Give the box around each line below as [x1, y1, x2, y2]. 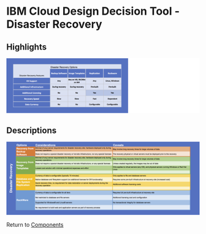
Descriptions [6, 125, 57, 135]
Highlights [6, 42, 47, 52]
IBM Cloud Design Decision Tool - [6, 4, 180, 18]
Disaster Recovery [6, 17, 102, 31]
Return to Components [6, 221, 64, 228]
